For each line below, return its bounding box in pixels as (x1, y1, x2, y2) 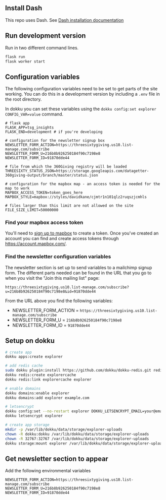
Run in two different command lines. (5, 45, 79, 51)
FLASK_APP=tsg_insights (5, 125, 54, 130)
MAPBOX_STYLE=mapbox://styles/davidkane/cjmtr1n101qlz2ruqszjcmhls (5, 194, 147, 200)
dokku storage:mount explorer (5, 441, 68, 446)
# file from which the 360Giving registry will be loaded (5, 164, 127, 169)
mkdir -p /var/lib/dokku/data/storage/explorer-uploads (5, 427, 123, 432)
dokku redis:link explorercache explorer (5, 377, 92, 382)
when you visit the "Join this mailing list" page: (5, 275, 100, 281)
